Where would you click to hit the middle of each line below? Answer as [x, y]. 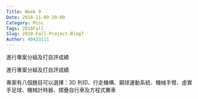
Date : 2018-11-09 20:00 [36, 17]
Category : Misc [25, 23]
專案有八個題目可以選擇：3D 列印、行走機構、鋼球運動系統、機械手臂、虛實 [99, 82]
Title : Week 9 [24, 12]
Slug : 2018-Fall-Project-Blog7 [45, 34]
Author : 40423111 [28, 39]
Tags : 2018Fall [25, 28]
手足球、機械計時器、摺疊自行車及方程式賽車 [61, 90]
